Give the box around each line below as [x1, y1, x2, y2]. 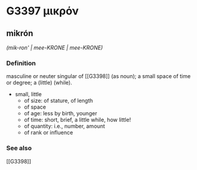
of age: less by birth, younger [23, 110, 98, 117]
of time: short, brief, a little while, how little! [23, 116, 131, 124]
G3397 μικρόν [6, 4, 79, 18]
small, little [14, 91, 42, 98]
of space [23, 103, 46, 111]
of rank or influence [23, 129, 73, 136]
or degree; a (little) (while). [6, 79, 72, 87]
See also [6, 144, 32, 153]
